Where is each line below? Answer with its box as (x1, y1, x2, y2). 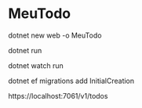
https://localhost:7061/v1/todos (8, 91, 108, 100)
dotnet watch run (8, 60, 64, 70)
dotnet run (8, 45, 42, 55)
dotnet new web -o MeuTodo (8, 31, 102, 40)
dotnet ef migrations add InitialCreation (8, 76, 135, 85)
